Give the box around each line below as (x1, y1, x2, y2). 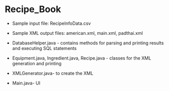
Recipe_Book (5, 4, 62, 15)
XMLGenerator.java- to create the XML (12, 70, 94, 76)
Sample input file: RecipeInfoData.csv (12, 20, 91, 26)
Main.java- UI (12, 80, 41, 86)
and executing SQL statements (12, 45, 77, 51)
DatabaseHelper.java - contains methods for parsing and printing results (12, 39, 164, 46)
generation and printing (12, 60, 62, 66)
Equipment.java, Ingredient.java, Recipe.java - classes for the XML (12, 55, 151, 61)
